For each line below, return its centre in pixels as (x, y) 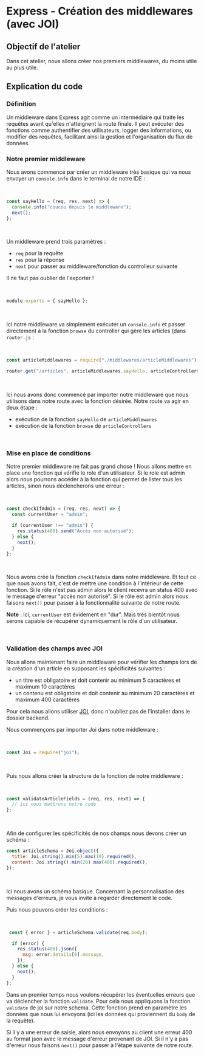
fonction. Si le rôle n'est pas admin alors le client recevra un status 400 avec (102, 590)
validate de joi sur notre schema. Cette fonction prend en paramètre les (97, 1008)
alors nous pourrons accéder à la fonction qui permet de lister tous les (94, 479)
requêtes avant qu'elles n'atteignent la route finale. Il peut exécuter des (95, 123)
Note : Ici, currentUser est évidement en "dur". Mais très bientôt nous (93, 614)
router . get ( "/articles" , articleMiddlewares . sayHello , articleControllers (103, 371)
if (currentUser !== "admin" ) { (53, 526)
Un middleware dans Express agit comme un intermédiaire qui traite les (95, 117)
